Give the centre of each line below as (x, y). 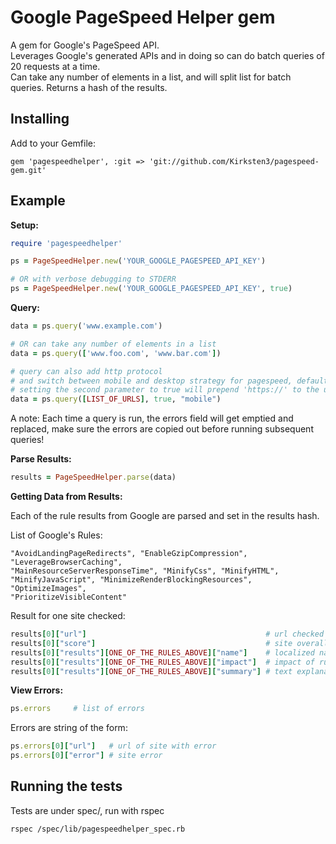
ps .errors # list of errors (77, 709)
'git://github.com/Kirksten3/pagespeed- (234, 161)
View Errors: (37, 690)
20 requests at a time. (55, 66)
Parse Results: (41, 459)
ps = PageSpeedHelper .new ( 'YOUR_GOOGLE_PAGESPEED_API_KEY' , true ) (151, 289)
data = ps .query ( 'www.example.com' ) (86, 326)
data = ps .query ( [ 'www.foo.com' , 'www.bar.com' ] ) (116, 353)
